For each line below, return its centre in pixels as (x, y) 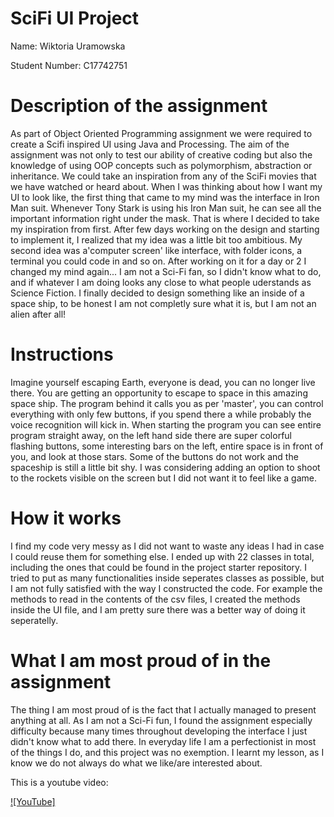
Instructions (62, 354)
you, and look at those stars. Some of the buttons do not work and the (154, 456)
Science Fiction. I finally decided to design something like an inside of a (157, 293)
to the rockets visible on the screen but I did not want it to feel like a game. (163, 478)
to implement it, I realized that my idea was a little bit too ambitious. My (156, 239)
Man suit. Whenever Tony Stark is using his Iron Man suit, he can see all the (166, 208)
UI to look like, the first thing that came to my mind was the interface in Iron (165, 197)
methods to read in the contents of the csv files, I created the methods (155, 599)
